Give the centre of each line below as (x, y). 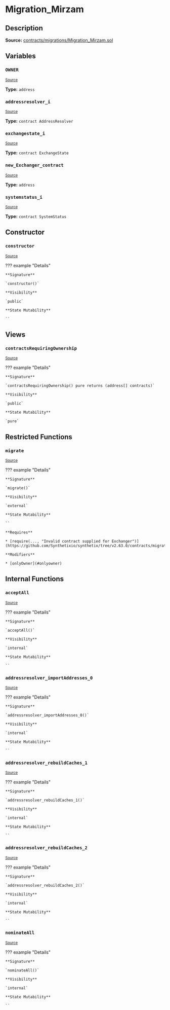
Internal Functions (35, 579)
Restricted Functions (39, 437)
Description (24, 28)
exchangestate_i (25, 133)
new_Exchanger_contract (35, 165)
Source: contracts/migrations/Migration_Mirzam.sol (59, 40)
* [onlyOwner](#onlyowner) (34, 563)
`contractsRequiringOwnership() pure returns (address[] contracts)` (80, 386)
